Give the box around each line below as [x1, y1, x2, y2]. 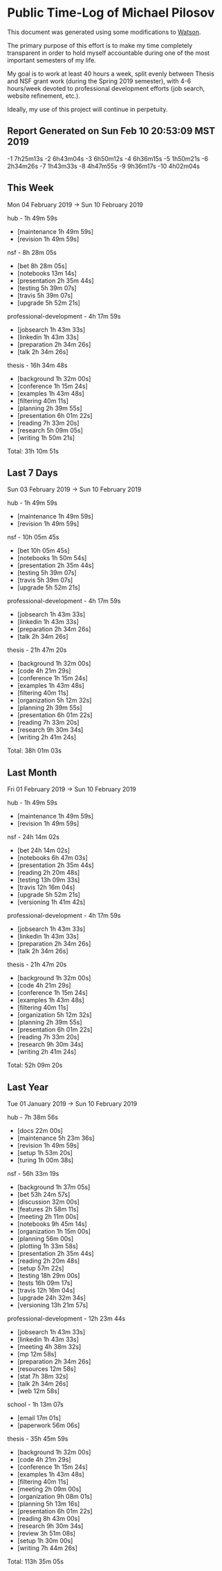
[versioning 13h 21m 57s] [17, 1301, 89, 1309]
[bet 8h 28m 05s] [17, 262, 68, 270]
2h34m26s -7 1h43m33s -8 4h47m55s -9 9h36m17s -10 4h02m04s [7, 162, 201, 170]
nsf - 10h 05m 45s [7, 533, 59, 541]
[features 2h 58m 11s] [17, 1205, 80, 1213]
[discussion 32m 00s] [17, 1198, 80, 1206]
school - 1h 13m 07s [7, 1400, 64, 1409]
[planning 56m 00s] [17, 1234, 74, 1243]
